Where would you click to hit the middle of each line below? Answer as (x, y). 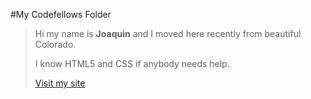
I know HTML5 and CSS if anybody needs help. (132, 63)
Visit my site (60, 83)
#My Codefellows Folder (61, 14)
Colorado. (55, 44)
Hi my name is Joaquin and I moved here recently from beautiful (168, 33)
